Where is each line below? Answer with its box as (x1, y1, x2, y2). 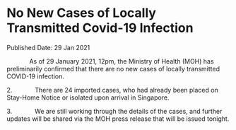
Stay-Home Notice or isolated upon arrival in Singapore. (6, 93, 170, 102)
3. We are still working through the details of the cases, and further (6, 107, 223, 115)
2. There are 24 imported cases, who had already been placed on (6, 85, 218, 94)
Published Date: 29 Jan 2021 (6, 43, 90, 52)
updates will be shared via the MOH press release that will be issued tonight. (6, 114, 230, 123)
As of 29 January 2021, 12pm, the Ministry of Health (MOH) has (29, 57, 214, 65)
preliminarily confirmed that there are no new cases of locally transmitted (6, 64, 220, 73)
